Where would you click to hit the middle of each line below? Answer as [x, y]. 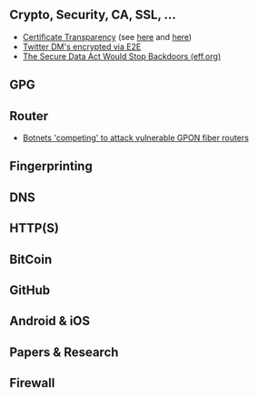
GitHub [30, 290]
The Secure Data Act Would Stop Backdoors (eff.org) [121, 56]
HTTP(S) [34, 228]
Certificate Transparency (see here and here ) [107, 36]
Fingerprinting [51, 166]
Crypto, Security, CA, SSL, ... [93, 15]
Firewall [32, 383]
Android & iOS [50, 321]
